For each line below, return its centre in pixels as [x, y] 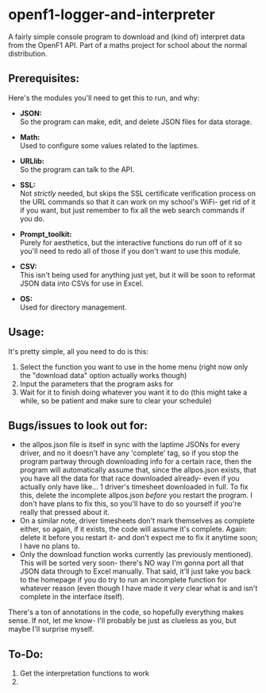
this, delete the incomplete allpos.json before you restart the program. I [136, 496]
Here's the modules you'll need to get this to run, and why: [104, 98]
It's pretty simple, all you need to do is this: [79, 351]
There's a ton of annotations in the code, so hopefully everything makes [126, 612]
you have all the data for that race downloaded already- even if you [129, 478]
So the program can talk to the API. [77, 169]
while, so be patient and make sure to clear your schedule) [116, 400]
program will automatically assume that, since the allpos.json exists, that [138, 470]
